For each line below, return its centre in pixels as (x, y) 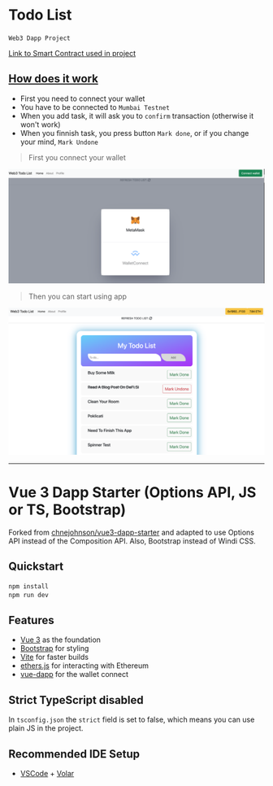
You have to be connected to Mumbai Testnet (95, 107)
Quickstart (36, 567)
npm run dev (28, 595)
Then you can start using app (78, 297)
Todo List (40, 15)
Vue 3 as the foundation (61, 640)
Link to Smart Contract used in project (72, 53)
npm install (28, 586)
